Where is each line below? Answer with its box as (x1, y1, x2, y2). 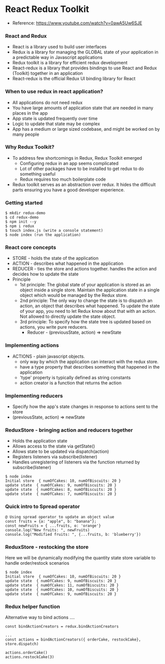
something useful (19, 171, 56, 177)
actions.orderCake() (5, 650, 48, 656)
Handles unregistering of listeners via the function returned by (12, 459, 140, 465)
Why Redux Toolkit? (5, 144, 55, 151)
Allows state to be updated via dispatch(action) (12, 448, 109, 454)
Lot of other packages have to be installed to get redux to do (19, 166, 144, 172)
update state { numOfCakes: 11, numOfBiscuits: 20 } (5, 583, 119, 588)
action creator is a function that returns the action (19, 380, 122, 386)
